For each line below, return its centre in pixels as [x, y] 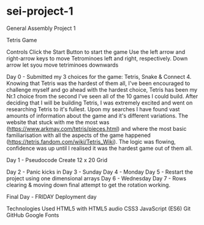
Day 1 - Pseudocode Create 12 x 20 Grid [57, 160]
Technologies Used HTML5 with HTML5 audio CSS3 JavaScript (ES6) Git [99, 208]
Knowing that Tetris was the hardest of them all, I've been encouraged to [98, 83]
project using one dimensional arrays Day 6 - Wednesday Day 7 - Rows [96, 178]
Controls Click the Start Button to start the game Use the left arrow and [96, 52]
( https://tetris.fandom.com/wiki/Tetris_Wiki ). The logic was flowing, [91, 141]
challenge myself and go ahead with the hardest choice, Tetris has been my [102, 89]
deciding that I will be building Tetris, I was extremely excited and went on [100, 103]
